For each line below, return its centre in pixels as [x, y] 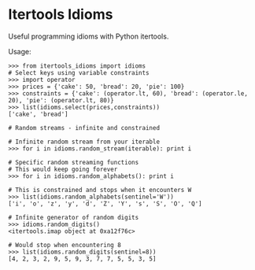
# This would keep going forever [63, 169]
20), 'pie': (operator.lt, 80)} [61, 100]
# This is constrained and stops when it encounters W [100, 190]
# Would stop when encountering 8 [65, 245]
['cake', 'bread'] [38, 114]
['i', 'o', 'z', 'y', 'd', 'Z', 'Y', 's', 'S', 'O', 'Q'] [105, 203]
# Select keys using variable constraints [79, 72]
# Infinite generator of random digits [74, 217]
